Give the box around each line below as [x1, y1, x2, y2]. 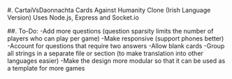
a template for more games [7, 64, 85, 72]
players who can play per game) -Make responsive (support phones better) [7, 34, 224, 43]
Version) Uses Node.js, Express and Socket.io [7, 13, 140, 22]
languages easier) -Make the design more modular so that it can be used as [7, 57, 226, 65]
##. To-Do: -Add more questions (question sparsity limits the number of [7, 27, 214, 35]
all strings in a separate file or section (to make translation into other [7, 49, 204, 57]
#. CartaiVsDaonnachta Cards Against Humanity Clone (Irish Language [7, 6, 211, 14]
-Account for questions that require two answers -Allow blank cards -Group [7, 42, 225, 50]
